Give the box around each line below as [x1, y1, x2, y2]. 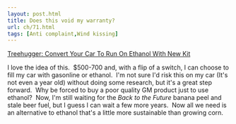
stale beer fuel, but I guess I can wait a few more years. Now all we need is [7, 101, 228, 110]
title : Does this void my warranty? [7, 17, 115, 24]
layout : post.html [7, 10, 61, 18]
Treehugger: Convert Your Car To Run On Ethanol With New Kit [7, 50, 191, 58]
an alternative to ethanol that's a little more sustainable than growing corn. [7, 108, 224, 117]
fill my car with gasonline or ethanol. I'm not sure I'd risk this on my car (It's [7, 71, 228, 79]
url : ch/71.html [7, 23, 55, 30]
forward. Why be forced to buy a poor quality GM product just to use [7, 86, 209, 94]
